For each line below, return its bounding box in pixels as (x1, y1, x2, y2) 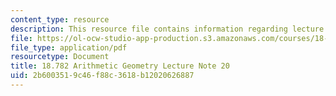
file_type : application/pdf (10, 42, 128, 53)
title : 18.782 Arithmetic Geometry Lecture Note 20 (10, 61, 230, 71)
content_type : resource (10, 14, 110, 25)
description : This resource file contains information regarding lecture (10, 24, 325, 34)
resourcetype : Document (10, 52, 110, 62)
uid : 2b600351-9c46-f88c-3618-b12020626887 (10, 71, 195, 81)
